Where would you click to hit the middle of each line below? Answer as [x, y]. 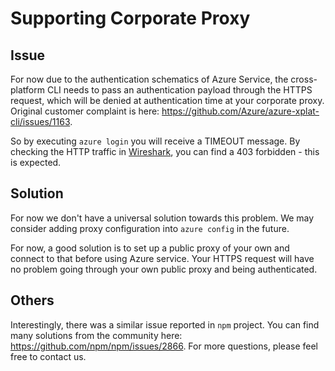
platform [27, 90]
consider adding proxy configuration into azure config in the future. [150, 228]
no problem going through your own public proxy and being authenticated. [164, 269]
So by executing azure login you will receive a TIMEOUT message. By [155, 141]
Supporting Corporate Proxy [130, 18]
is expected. [36, 162]
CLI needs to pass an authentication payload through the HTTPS [179, 90]
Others [32, 300]
